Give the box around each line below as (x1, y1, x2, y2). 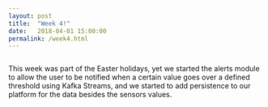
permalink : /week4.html (8, 34, 89, 43)
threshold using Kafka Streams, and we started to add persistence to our (8, 81, 251, 91)
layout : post (8, 11, 53, 20)
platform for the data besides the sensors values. (8, 90, 172, 100)
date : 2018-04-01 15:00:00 (8, 27, 107, 35)
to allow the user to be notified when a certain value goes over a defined (8, 72, 251, 82)
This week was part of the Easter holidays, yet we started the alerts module (8, 64, 261, 74)
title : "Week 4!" (8, 19, 70, 28)
